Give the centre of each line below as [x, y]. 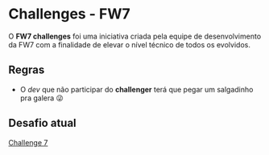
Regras [27, 70]
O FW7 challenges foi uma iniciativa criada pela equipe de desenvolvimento [135, 36]
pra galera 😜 [42, 98]
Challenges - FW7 [69, 14]
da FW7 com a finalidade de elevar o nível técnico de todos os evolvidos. [130, 44]
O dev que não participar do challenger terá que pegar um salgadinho [137, 89]
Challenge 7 [28, 142]
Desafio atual [42, 123]
